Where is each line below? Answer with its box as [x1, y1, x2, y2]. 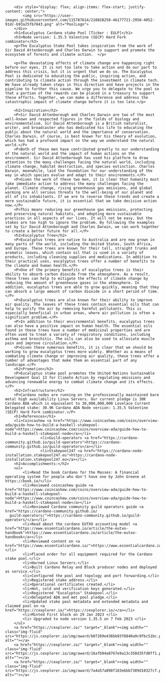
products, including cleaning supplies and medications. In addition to [5, 255, 157, 260]
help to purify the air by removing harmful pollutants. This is [5, 306, 141, 311]
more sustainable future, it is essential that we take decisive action [5, 198, 157, 203]
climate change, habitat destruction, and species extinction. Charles [5, 164, 155, 169]
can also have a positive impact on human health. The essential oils [5, 324, 153, 328]
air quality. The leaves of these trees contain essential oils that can [5, 302, 160, 307]
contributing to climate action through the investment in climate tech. [5, 78, 160, 83]
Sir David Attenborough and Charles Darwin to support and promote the [5, 48, 155, 53]
